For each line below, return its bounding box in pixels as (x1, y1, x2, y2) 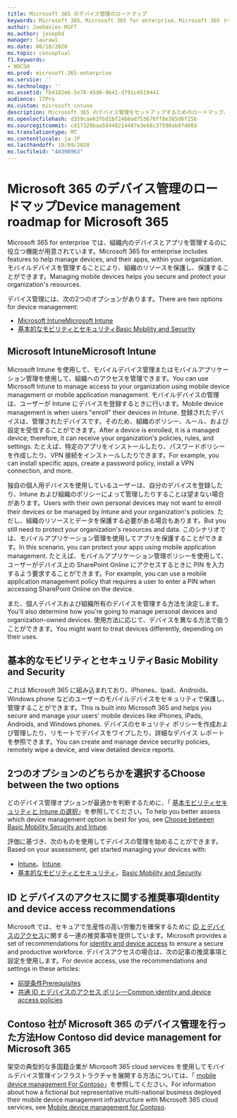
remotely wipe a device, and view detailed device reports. (7, 745, 176, 754)
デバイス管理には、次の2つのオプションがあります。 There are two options (7, 295, 223, 303)
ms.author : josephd (7, 30, 65, 37)
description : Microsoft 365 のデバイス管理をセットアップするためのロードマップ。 (7, 109, 229, 116)
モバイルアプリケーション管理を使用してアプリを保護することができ (19, 534, 217, 542)
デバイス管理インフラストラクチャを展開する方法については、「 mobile (13, 1071, 217, 1079)
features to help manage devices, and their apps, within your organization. (7, 255, 224, 263)
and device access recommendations (7, 903, 176, 915)
